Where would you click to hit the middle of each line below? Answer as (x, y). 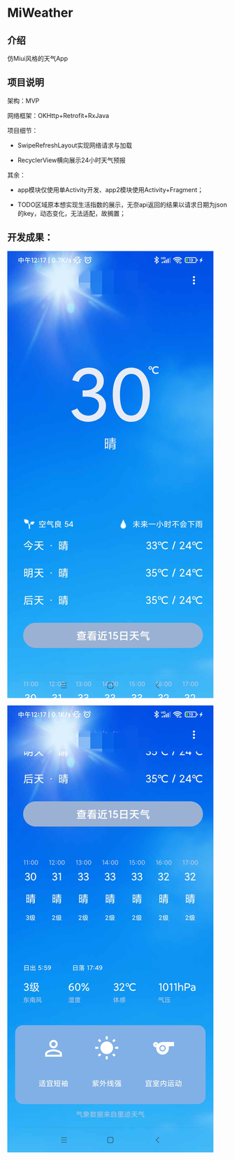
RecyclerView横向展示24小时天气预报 (71, 160)
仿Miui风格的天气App (38, 58)
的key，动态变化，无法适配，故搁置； (71, 213)
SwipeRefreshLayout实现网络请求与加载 (75, 145)
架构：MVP (23, 101)
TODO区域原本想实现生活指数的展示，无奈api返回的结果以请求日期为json (122, 205)
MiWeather (40, 13)
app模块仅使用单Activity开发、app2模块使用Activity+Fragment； (110, 189)
